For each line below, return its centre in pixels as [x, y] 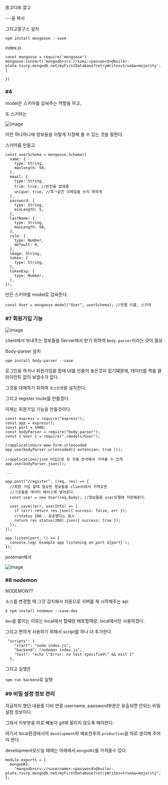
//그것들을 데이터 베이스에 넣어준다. [43, 492]
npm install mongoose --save [36, 38]
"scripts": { [21, 641]
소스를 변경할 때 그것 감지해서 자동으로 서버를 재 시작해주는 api [67, 601]
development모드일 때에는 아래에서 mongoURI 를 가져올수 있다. [66, 751]
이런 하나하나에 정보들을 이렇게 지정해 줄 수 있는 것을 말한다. [64, 135]
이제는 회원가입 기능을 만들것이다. [38, 409]
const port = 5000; [26, 428]
